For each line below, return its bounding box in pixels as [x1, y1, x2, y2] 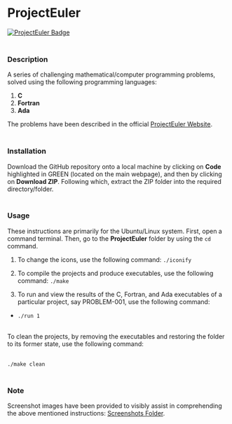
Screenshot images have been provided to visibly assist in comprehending [7, 402, 222, 410]
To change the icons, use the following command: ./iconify [17, 255, 192, 264]
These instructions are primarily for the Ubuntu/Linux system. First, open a [7, 227, 222, 235]
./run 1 [17, 312, 40, 319]
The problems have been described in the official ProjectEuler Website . [7, 120, 212, 128]
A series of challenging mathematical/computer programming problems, [7, 70, 216, 79]
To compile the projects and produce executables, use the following [17, 269, 214, 277]
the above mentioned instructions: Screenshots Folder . [7, 409, 165, 418]
